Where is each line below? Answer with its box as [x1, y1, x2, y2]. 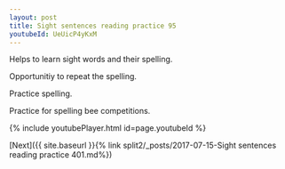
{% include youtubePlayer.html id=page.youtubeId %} [9, 123, 207, 133]
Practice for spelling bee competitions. [9, 106, 151, 117]
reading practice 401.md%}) [9, 149, 113, 160]
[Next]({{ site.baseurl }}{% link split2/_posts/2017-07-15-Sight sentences [9, 140, 277, 151]
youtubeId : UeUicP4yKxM [9, 29, 98, 38]
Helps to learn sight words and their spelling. [9, 54, 173, 65]
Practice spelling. [9, 88, 73, 99]
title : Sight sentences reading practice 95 [9, 21, 177, 30]
